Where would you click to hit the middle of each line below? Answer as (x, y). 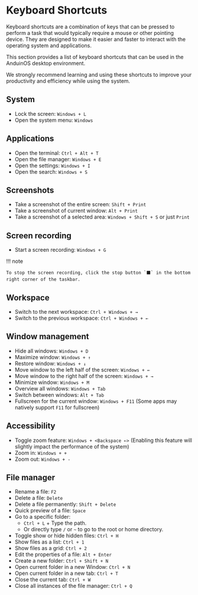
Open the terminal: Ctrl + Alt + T (56, 153)
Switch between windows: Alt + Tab (59, 395)
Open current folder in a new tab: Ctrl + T (66, 573)
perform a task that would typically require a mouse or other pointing (90, 32)
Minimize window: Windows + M (52, 382)
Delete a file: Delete (39, 498)
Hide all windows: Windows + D (51, 351)
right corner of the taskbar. (43, 279)
